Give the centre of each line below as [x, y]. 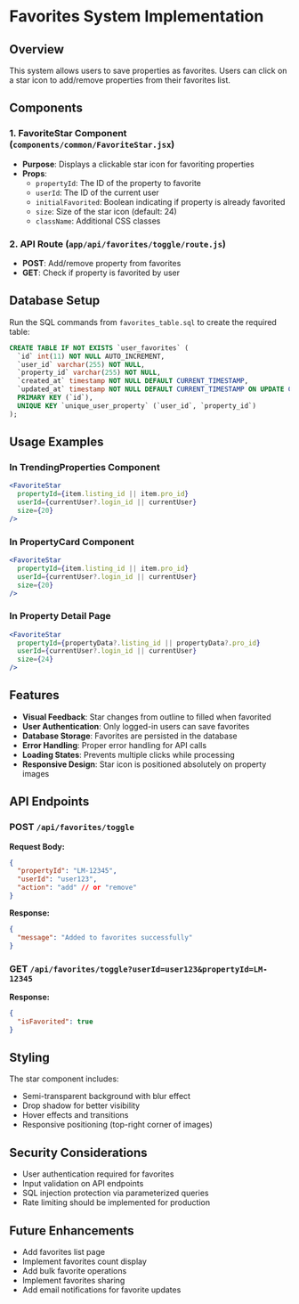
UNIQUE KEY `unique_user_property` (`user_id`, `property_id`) [137, 406]
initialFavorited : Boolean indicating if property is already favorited [160, 201]
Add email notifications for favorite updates [101, 1290]
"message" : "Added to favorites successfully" [105, 937]
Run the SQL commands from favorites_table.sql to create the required [143, 322]
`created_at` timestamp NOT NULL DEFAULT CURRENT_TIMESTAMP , [133, 381]
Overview [37, 49]
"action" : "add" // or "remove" [77, 888]
